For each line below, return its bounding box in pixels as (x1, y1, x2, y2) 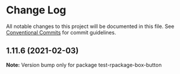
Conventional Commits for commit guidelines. (6, 29, 116, 36)
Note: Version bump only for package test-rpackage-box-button (6, 61, 162, 68)
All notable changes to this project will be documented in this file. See (6, 23, 175, 30)
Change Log (6, 3, 66, 17)
